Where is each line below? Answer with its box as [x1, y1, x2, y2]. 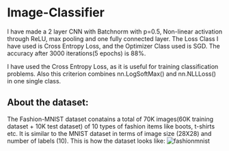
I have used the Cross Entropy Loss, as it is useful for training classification [7, 62, 219, 70]
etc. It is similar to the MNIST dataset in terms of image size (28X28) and [7, 129, 212, 137]
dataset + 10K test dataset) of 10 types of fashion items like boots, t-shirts [7, 122, 215, 131]
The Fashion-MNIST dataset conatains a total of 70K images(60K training [7, 115, 214, 123]
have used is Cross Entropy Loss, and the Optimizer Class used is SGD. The [7, 42, 220, 50]
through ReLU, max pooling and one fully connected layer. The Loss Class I [7, 34, 219, 42]
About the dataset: [7, 97, 89, 109]
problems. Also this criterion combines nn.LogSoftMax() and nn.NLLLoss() [7, 70, 217, 78]
